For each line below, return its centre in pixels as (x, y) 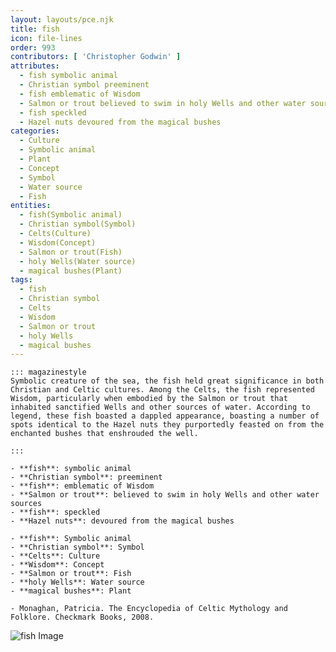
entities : (31, 206)
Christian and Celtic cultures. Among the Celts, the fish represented (162, 390)
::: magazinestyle (48, 372)
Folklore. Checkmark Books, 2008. (82, 617)
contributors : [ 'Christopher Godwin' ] (96, 57)
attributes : (35, 66)
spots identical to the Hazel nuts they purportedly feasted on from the (167, 425)
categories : (35, 131)
